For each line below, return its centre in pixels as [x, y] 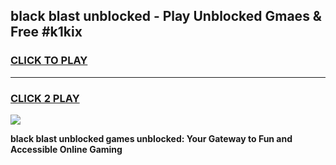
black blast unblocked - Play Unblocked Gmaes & [166, 16]
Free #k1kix [46, 32]
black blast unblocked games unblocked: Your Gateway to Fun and [151, 138]
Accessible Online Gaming [66, 149]
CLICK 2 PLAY [45, 98]
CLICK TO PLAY [49, 61]
